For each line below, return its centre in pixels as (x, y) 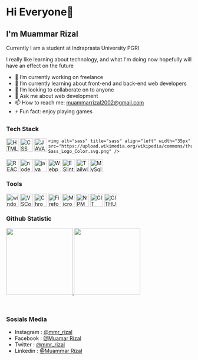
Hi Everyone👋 (40, 12)
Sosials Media (27, 319)
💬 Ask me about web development (56, 96)
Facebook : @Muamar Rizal (48, 338)
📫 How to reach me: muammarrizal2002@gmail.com (79, 102)
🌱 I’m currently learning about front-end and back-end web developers (100, 83)
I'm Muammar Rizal (42, 34)
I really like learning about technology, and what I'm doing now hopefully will (99, 59)
